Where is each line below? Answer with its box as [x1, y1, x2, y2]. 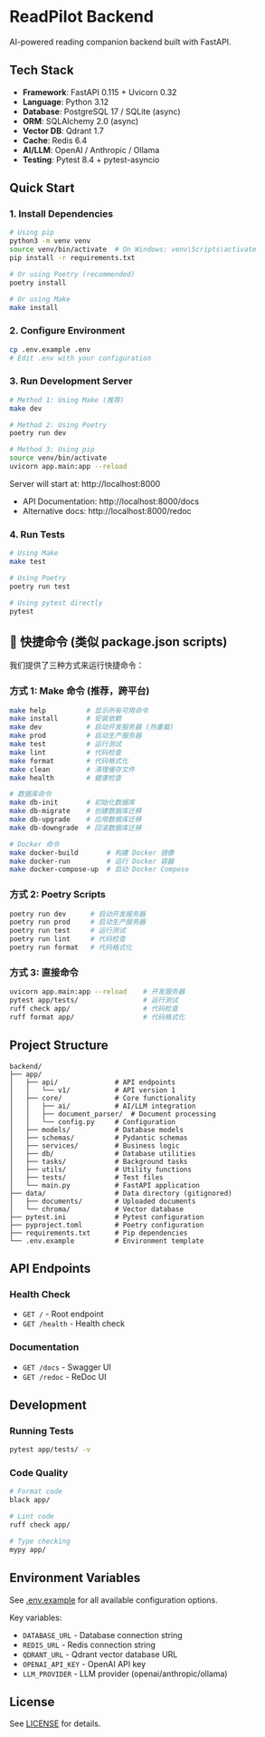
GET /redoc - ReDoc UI [22, 1371, 107, 1382]
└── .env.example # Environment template [9, 1236, 204, 1246]
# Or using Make [9, 295, 71, 304]
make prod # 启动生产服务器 [9, 732, 142, 741]
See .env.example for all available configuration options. [9, 1594, 219, 1606]
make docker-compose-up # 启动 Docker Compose [9, 865, 190, 874]
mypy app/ [9, 1545, 47, 1554]
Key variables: [9, 1612, 62, 1623]
